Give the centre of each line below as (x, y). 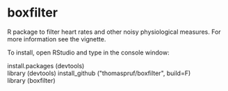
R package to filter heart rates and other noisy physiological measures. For (114, 32)
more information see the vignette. (57, 39)
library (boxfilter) (31, 80)
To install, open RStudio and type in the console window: (88, 52)
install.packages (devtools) (46, 65)
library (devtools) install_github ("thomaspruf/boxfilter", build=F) (99, 73)
